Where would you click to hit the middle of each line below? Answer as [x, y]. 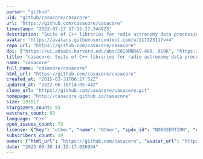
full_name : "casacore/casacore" [47, 68]
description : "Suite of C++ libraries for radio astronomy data [89, 34]
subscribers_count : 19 [35, 136]
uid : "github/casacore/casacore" [48, 18]
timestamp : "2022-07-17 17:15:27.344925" [59, 29]
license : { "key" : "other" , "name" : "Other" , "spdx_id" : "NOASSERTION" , [98, 130]
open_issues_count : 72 [35, 125]
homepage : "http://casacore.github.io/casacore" [69, 96]
